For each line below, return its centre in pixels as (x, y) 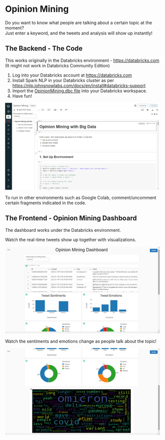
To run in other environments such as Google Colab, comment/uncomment (81, 197)
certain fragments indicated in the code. (46, 203)
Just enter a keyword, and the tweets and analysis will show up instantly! (79, 33)
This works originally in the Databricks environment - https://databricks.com (82, 60)
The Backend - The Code (44, 48)
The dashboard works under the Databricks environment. (63, 230)
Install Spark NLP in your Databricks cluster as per (63, 80)
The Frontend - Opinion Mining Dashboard (71, 218)
